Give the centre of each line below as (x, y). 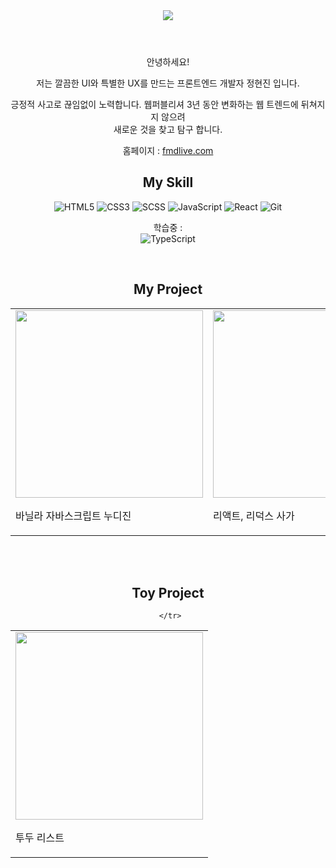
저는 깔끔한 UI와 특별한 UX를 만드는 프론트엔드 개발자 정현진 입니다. (168, 83)
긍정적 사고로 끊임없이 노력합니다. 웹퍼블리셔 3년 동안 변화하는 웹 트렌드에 (154, 104)
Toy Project (168, 593)
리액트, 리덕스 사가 (254, 516)
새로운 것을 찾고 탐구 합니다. (168, 129)
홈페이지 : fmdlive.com (168, 150)
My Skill (168, 182)
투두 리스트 (40, 838)
